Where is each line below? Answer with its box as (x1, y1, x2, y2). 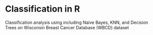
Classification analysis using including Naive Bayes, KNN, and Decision (5, 19, 148, 25)
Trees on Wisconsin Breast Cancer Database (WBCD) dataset (5, 24, 129, 30)
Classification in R (5, 3, 80, 15)
